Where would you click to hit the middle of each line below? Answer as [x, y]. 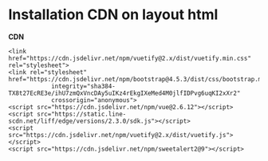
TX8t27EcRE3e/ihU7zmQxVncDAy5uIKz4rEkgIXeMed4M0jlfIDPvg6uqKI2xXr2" [124, 93]
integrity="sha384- [83, 86]
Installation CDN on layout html [113, 15]
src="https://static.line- [82, 114]
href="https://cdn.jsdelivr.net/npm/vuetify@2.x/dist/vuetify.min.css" [130, 58]
